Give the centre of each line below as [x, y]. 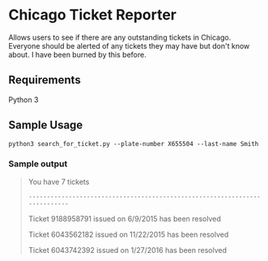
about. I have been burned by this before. [78, 54]
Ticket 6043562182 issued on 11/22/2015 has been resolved [128, 234]
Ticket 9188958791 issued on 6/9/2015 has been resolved [124, 218]
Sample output [38, 164]
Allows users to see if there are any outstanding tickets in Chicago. [120, 37]
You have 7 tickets [59, 182]
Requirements [45, 80]
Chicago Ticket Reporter [92, 15]
